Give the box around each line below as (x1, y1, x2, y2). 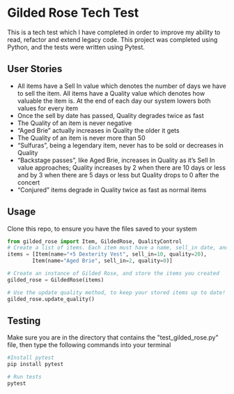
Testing (7, 314, 41, 326)
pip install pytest (7, 361, 64, 368)
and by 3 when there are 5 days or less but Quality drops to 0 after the (17, 170, 219, 179)
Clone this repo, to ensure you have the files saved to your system (7, 224, 197, 233)
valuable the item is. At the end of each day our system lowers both (17, 96, 211, 105)
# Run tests (7, 374, 42, 381)
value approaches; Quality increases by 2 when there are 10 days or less (17, 163, 226, 172)
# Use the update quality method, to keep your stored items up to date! (7, 289, 226, 296)
